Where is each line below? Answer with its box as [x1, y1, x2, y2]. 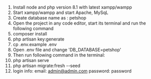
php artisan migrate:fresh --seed [12, 62, 81, 68]
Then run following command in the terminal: [12, 52, 105, 58]
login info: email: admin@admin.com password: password [12, 68, 132, 74]
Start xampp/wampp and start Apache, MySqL [12, 9, 109, 15]
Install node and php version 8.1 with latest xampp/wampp [12, 4, 133, 10]
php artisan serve [12, 57, 49, 63]
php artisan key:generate [12, 36, 65, 42]
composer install [12, 31, 47, 36]
